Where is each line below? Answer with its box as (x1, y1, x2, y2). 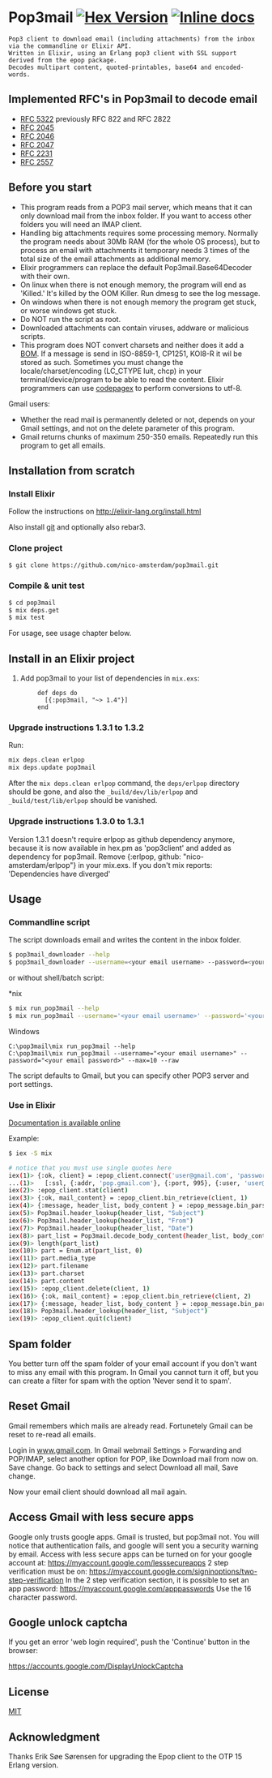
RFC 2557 (19, 157, 54, 166)
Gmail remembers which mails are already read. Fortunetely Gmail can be (8, 1420, 253, 1431)
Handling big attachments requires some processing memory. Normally (19, 228, 258, 238)
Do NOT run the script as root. (19, 314, 121, 324)
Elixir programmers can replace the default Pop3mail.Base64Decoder (19, 262, 253, 272)
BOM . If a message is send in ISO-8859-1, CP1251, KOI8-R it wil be (19, 349, 243, 359)
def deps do (37, 689, 79, 698)
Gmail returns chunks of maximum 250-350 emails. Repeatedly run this (19, 432, 259, 441)
